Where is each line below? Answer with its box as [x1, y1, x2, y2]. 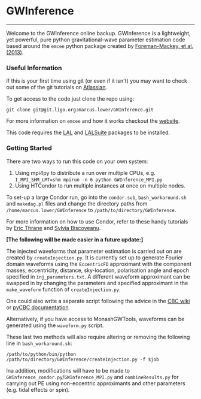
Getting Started [6, 144, 52, 152]
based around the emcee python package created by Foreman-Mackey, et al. [6, 42, 193, 49]
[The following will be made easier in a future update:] [6, 235, 144, 243]
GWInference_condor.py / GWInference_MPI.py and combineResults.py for [6, 373, 179, 380]
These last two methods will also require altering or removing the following [6, 333, 190, 340]
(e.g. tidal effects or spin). [6, 386, 70, 393]
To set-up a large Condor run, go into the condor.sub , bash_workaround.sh [6, 194, 187, 201]
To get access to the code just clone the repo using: [6, 95, 135, 102]
